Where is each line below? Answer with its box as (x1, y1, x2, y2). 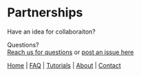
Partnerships (7, 5, 83, 21)
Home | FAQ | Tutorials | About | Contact (7, 61, 122, 69)
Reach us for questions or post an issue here (7, 48, 134, 56)
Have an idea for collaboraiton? (7, 27, 96, 36)
